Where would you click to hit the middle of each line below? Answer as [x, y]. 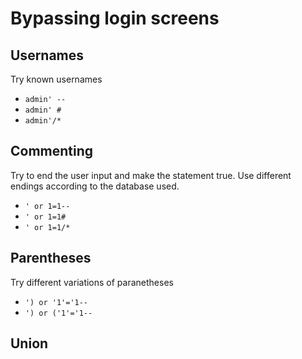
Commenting [52, 151]
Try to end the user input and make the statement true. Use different [151, 175]
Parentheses [51, 258]
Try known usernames [56, 79]
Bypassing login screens [115, 18]
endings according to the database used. [95, 186]
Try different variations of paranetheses [92, 282]
